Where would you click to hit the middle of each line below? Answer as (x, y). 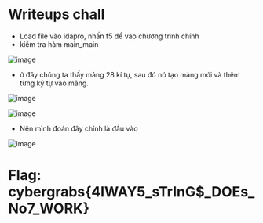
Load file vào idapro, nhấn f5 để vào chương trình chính (109, 36)
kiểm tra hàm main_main (59, 44)
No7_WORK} (49, 209)
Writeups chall (57, 14)
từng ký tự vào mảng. (54, 83)
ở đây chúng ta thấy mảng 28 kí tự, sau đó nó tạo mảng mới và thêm (130, 74)
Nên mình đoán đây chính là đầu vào (79, 128)
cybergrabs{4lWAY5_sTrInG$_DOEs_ (131, 192)
